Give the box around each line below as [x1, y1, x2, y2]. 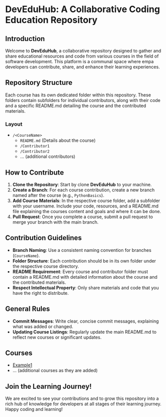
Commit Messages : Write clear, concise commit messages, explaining [12, 318, 159, 324]
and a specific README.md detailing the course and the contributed [5, 102, 146, 109]
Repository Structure [5, 78, 73, 87]
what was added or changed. [12, 323, 73, 329]
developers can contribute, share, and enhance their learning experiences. [5, 64, 160, 70]
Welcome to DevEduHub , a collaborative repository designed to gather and [5, 48, 161, 54]
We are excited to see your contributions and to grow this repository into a [5, 395, 159, 402]
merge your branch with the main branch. [12, 219, 99, 225]
